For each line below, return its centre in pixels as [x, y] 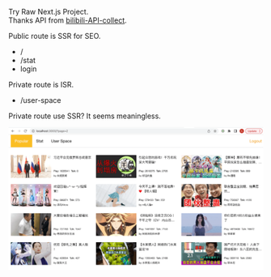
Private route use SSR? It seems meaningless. [85, 116]
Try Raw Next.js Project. [49, 12]
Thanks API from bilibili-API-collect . [68, 20]
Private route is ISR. [41, 85]
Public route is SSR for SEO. [55, 36]
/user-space [40, 100]
